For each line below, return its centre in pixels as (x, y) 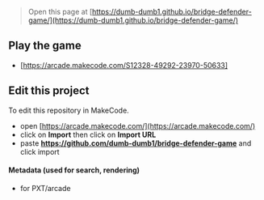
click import (40, 151)
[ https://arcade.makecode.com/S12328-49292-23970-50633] (124, 65)
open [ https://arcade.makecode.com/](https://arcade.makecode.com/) (138, 126)
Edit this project (49, 91)
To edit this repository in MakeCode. (69, 110)
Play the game (45, 46)
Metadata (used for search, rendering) (74, 170)
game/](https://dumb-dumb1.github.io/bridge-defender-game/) (133, 20)
